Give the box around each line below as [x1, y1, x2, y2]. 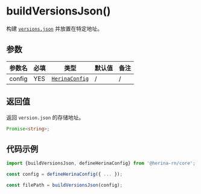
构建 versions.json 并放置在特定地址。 [6, 25, 103, 32]
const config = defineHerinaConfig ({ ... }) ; [6, 171, 123, 178]
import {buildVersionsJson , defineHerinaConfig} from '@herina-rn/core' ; [6, 160, 196, 167]
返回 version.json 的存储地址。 [6, 114, 85, 121]
